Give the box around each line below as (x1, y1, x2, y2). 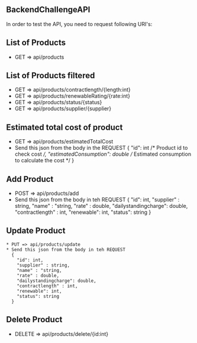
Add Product (6, 174, 54, 184)
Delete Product (6, 315, 63, 325)
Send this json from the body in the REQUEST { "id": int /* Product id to (14, 145, 188, 152)
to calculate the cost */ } (14, 157, 75, 164)
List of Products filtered (6, 70, 95, 81)
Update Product (6, 226, 66, 236)
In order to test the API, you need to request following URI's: (6, 20, 153, 27)
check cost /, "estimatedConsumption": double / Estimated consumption (14, 150, 191, 158)
